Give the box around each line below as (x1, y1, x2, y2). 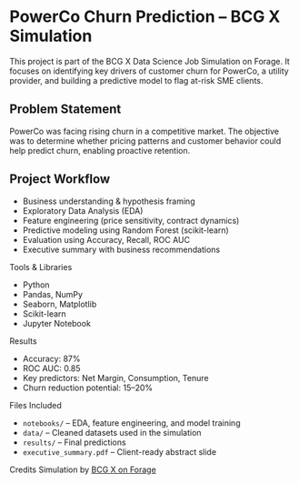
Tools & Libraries (9, 261, 73, 272)
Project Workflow (9, 171, 111, 187)
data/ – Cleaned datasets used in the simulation (22, 427, 202, 438)
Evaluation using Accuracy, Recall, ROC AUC (22, 234, 191, 245)
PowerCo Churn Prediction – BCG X (9, 6, 281, 27)
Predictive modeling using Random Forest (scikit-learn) (22, 225, 229, 236)
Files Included (9, 399, 62, 410)
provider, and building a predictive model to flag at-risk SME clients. (9, 75, 264, 86)
